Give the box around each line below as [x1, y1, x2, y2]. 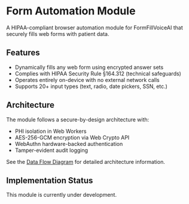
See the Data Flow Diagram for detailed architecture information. [6, 158, 166, 165]
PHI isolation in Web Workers [14, 127, 87, 135]
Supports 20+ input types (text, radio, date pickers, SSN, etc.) [14, 83, 167, 90]
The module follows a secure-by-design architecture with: [6, 115, 150, 123]
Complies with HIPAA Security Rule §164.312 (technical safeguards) [14, 70, 181, 77]
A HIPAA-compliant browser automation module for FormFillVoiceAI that [6, 24, 184, 31]
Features [6, 48, 40, 58]
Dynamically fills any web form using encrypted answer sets [14, 63, 164, 71]
